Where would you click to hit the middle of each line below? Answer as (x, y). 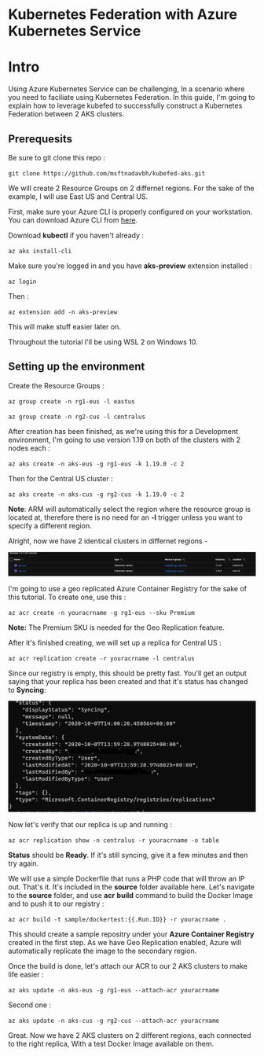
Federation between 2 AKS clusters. (66, 114)
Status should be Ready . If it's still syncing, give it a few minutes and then (128, 855)
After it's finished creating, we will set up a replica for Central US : (115, 643)
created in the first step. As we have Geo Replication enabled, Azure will (125, 942)
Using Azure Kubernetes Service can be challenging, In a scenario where (126, 89)
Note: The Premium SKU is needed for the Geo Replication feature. (117, 627)
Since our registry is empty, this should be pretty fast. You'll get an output (128, 673)
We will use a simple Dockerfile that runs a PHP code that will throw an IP (126, 878)
